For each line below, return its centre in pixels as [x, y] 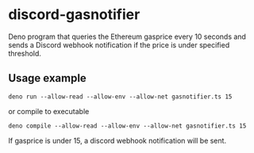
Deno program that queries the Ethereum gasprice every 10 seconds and [127, 36]
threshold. [25, 53]
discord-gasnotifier [74, 15]
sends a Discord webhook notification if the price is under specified [119, 44]
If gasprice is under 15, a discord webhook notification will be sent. [117, 140]
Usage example [48, 78]
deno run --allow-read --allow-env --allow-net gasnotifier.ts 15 [120, 97]
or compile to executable [49, 111]
